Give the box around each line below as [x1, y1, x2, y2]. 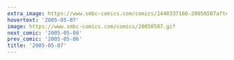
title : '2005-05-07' [7, 42, 68, 49]
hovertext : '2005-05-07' [7, 17, 79, 23]
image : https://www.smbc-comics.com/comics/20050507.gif [7, 23, 176, 30]
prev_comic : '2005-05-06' [7, 36, 82, 43]
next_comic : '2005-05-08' [7, 29, 82, 37]
